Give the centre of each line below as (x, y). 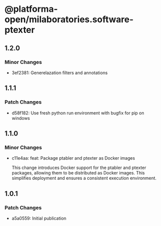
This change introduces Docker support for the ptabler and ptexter (79, 168)
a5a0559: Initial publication (39, 218)
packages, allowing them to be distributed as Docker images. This (78, 173)
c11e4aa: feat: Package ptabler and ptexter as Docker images (73, 158)
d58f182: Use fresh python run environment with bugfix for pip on (78, 113)
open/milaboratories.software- (69, 19)
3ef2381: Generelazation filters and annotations (60, 73)
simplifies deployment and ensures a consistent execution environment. (84, 178)
